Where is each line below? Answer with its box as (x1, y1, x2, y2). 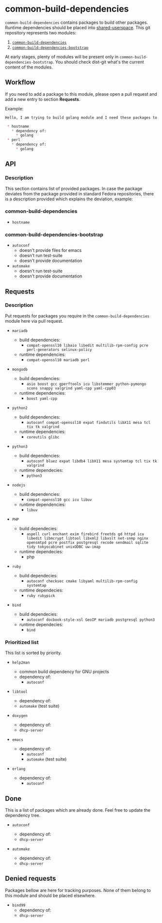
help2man (12, 660, 30, 665)
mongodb (12, 367, 28, 372)
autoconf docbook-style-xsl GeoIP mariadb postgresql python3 (26, 617, 155, 622)
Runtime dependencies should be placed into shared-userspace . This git (5, 24, 150, 30)
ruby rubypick (26, 593, 55, 598)
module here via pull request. (5, 318, 64, 324)
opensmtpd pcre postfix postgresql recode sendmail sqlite (26, 540, 149, 545)
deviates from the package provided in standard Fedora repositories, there (5, 191, 154, 196)
